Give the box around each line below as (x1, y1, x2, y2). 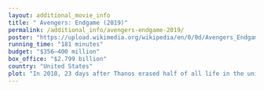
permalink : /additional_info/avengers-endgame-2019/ (8, 26, 185, 34)
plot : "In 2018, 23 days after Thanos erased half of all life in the (8, 70, 244, 77)
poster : (8, 33, 34, 41)
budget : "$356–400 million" (8, 48, 101, 56)
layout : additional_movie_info (8, 11, 111, 20)
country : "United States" (8, 63, 93, 70)
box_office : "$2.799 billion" (8, 56, 108, 63)
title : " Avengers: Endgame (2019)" (8, 19, 128, 27)
